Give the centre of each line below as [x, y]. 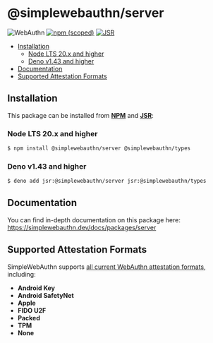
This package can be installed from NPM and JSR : [80, 115]
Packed [29, 318]
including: [22, 274]
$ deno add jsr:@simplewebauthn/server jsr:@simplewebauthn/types [107, 181]
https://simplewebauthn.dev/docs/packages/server [82, 227]
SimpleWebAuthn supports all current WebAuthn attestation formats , [107, 267]
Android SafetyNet [45, 295]
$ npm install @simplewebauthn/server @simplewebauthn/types [99, 149]
